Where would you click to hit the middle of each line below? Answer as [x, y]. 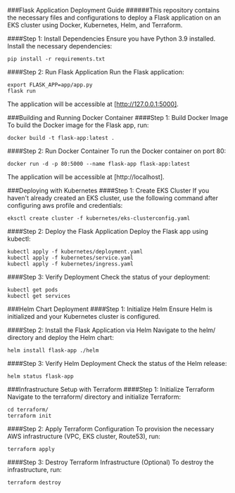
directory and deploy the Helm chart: [61, 337]
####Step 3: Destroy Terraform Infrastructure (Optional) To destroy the [111, 462]
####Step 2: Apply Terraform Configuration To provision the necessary [111, 429]
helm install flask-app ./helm [53, 350]
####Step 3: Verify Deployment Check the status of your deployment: [109, 277]
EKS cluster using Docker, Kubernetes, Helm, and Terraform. [95, 25]
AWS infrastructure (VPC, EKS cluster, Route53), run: [84, 436]
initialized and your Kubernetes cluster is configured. [84, 316]
